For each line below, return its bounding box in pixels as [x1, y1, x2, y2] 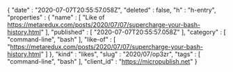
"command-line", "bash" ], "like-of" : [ [7, 35, 116, 44]
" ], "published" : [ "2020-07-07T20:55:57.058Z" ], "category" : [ [40, 28, 226, 36]
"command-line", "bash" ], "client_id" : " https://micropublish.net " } [7, 57, 198, 65]
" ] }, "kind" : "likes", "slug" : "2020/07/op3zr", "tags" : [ [40, 50, 200, 58]
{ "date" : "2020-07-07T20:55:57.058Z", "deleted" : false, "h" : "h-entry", [7, 6, 216, 14]
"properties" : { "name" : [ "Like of [7, 13, 105, 21]
